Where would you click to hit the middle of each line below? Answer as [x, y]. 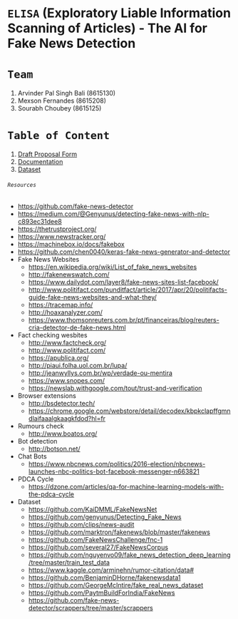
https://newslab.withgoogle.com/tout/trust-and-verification [115, 388]
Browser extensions [47, 396]
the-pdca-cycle [51, 494]
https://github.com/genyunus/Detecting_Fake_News [105, 517]
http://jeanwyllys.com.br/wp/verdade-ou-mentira [100, 373]
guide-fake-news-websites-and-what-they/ [92, 297]
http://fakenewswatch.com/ [69, 275]
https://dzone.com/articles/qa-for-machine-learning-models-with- [126, 487]
